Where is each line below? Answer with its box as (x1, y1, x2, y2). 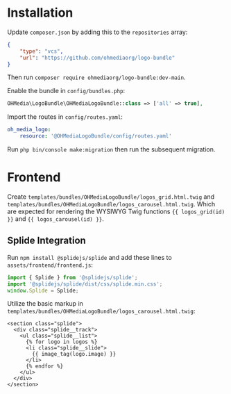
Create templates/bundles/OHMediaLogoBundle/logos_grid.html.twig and (7, 192, 215, 201)
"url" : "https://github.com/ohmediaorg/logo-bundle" (19, 54, 176, 61)
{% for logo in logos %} (25, 338, 98, 345)
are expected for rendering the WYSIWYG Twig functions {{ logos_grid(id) (7, 207, 225, 215)
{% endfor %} (25, 363, 64, 370)
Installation (7, 5, 74, 21)
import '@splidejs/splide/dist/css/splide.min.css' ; (7, 280, 163, 288)
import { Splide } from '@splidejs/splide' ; (7, 274, 138, 281)
